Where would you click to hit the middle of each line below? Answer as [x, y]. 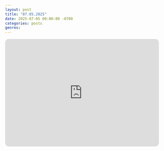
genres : [13, 28]
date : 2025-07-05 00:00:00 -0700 [39, 19]
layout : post [18, 10]
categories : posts [24, 23]
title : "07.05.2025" [26, 14]
